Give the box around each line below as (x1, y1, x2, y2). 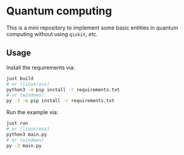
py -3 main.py (6, 142, 42, 148)
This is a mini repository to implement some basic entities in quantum (6, 24, 179, 31)
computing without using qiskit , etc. (6, 30, 98, 37)
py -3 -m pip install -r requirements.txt (6, 98, 115, 104)
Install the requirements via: (6, 64, 75, 71)
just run (6, 120, 28, 127)
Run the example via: (6, 109, 59, 116)
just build (6, 75, 34, 82)
